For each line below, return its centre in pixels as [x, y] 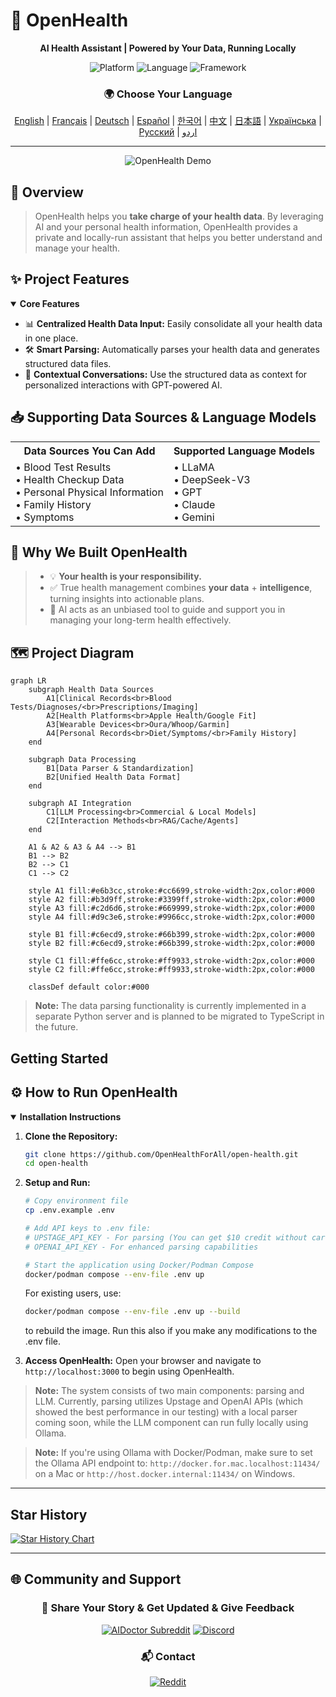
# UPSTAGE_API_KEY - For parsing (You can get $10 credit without [166, 1237]
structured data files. [68, 363]
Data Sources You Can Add [89, 451]
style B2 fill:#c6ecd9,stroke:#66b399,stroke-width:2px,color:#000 [171, 944]
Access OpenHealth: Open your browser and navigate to [143, 1361]
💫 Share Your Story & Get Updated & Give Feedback [168, 1608]
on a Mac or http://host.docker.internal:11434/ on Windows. [165, 1474]
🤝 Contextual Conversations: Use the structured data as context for [166, 374]
